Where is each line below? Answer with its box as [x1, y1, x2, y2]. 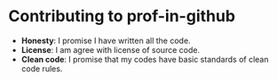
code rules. [20, 63, 63, 74]
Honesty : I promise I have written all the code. [20, 35, 192, 46]
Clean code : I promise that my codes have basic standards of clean [20, 54, 269, 64]
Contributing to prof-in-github [8, 6, 236, 26]
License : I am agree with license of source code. [20, 44, 201, 55]
